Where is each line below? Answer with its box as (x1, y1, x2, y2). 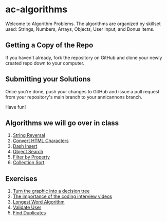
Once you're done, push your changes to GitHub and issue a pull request (5, 88, 160, 94)
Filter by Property (12, 154, 50, 160)
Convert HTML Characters (12, 137, 69, 144)
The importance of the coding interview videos (12, 193, 112, 199)
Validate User (12, 204, 42, 211)
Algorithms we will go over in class (5, 118, 119, 127)
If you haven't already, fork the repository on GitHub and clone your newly (5, 54, 162, 61)
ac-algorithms (5, 4, 68, 15)
